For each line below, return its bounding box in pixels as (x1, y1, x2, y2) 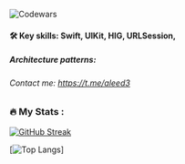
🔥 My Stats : (9, 106, 65, 118)
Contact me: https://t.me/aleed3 (9, 77, 130, 88)
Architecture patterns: (9, 55, 97, 66)
